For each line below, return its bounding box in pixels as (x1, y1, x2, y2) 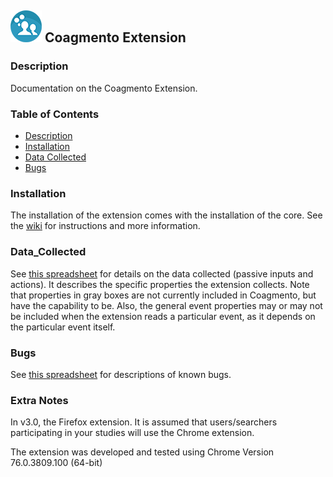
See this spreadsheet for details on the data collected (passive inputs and (10, 267, 314, 280)
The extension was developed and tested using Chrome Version (10, 446, 275, 458)
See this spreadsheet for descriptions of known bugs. (10, 368, 232, 380)
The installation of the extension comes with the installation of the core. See (10, 209, 323, 221)
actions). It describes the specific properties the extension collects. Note (10, 278, 310, 290)
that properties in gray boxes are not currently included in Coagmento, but (10, 289, 317, 301)
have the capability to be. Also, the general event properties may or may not (10, 299, 323, 311)
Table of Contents (10, 107, 100, 121)
